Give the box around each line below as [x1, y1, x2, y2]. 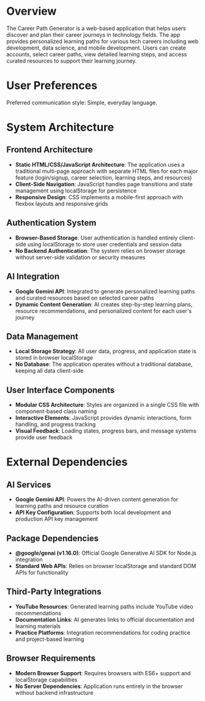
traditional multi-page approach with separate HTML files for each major [15, 167, 198, 175]
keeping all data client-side [15, 367, 84, 374]
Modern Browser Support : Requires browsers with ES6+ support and [15, 669, 191, 676]
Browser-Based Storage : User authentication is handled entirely [15, 234, 178, 241]
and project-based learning [15, 635, 84, 643]
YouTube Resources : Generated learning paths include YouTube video [15, 602, 194, 610]
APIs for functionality [15, 569, 69, 576]
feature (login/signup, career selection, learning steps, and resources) [15, 173, 192, 181]
